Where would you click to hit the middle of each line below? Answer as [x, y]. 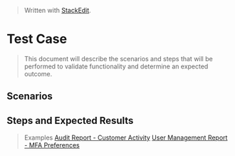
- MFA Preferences [52, 145]
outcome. [38, 73]
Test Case [37, 39]
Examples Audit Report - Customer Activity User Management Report [126, 137]
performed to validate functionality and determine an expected [116, 66]
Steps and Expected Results [70, 120]
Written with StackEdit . [58, 10]
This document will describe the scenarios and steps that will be [118, 58]
